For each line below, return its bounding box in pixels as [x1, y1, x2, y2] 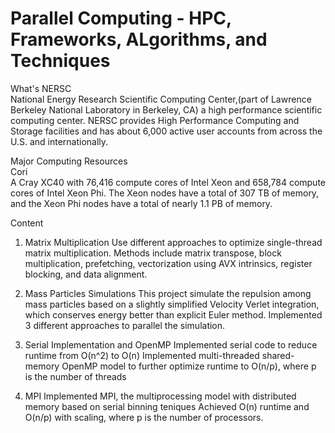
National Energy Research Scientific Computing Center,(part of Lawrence [10, 93, 312, 105]
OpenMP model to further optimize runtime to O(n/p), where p [61, 360, 317, 372]
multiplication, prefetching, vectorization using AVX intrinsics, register [24, 257, 313, 269]
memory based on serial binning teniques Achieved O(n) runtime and [24, 400, 310, 412]
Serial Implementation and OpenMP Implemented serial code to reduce [24, 338, 318, 351]
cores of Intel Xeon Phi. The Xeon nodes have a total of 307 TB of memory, [10, 187, 320, 199]
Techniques [10, 50, 111, 72]
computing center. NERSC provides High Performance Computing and [10, 114, 300, 126]
